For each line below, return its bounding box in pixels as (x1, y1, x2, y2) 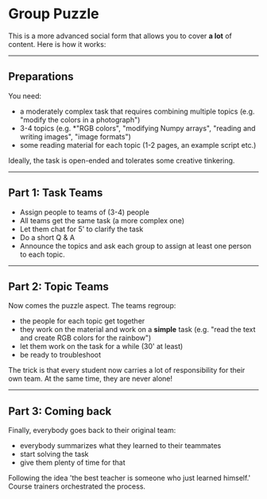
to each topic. (19, 249, 65, 259)
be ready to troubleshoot (19, 350, 102, 360)
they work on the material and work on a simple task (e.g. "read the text (19, 325, 256, 335)
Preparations (8, 70, 74, 83)
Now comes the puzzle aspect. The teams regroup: (8, 301, 176, 311)
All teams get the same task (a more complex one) (19, 215, 185, 225)
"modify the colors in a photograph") (19, 114, 141, 124)
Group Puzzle (8, 5, 99, 23)
